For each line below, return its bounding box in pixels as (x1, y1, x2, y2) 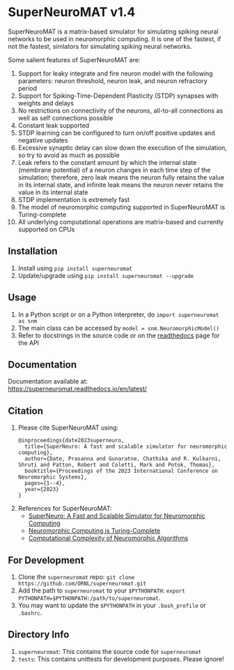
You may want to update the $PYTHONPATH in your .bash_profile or (17, 602, 206, 609)
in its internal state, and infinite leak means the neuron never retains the (17, 180, 224, 189)
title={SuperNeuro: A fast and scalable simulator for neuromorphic (24, 443, 228, 451)
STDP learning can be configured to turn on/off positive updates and (17, 129, 215, 137)
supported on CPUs (17, 225, 75, 233)
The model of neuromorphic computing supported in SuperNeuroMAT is (17, 203, 226, 211)
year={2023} (24, 486, 59, 493)
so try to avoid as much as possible (17, 151, 120, 159)
